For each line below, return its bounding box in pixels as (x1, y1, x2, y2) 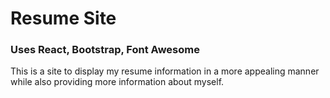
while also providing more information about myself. (10, 76, 225, 88)
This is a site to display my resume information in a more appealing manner (10, 65, 320, 77)
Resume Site (10, 7, 117, 30)
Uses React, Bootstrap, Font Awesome (10, 43, 200, 57)
